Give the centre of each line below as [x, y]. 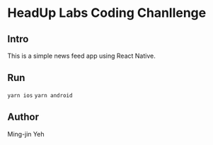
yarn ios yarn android [40, 95]
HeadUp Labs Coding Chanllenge [107, 13]
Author [23, 117]
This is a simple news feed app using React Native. [81, 56]
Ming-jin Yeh [26, 134]
